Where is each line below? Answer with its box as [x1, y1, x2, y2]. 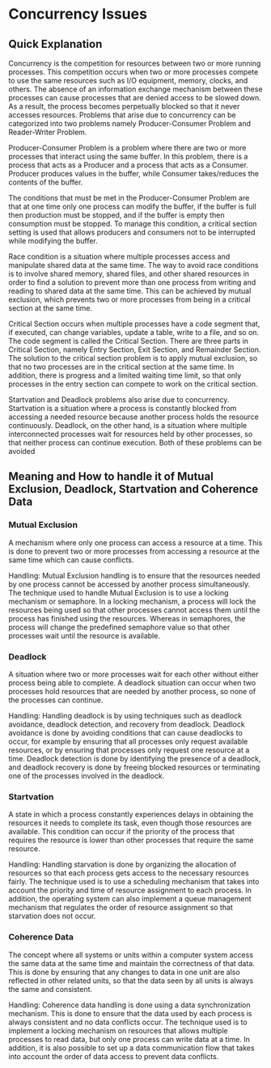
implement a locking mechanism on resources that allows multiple [8, 1025, 228, 1036]
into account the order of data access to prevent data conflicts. [8, 1051, 219, 1061]
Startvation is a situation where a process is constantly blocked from [8, 404, 237, 413]
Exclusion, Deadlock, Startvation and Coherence [8, 482, 259, 496]
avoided [8, 447, 36, 456]
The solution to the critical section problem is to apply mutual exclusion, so [8, 354, 258, 362]
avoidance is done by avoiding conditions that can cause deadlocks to [8, 727, 243, 737]
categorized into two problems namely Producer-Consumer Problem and [8, 119, 252, 128]
